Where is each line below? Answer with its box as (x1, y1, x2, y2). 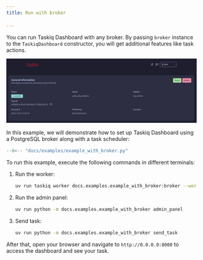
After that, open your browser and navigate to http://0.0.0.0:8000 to (6, 241, 179, 248)
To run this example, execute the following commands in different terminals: (6, 159, 195, 166)
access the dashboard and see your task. (6, 247, 109, 254)
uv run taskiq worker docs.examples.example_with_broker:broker (14, 183, 181, 189)
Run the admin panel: (14, 194, 68, 201)
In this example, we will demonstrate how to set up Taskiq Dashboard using (6, 129, 194, 136)
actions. (6, 46, 26, 54)
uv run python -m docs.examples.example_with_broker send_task (14, 230, 178, 236)
